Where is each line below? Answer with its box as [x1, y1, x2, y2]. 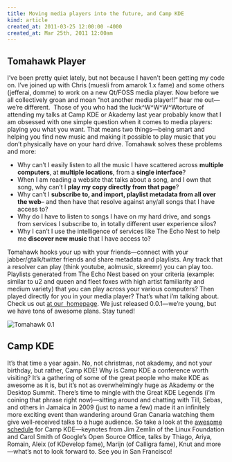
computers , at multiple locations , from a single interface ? [17, 168, 186, 177]
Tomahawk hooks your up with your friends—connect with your [7, 248, 189, 257]
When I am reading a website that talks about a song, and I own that [17, 176, 211, 184]
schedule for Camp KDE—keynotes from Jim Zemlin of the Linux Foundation [7, 425, 225, 434]
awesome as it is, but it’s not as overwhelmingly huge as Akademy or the [7, 381, 215, 389]
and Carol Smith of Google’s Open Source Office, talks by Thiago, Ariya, [7, 432, 213, 440]
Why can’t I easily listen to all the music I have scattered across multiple [17, 161, 224, 169]
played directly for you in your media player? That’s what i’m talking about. [7, 292, 220, 300]
